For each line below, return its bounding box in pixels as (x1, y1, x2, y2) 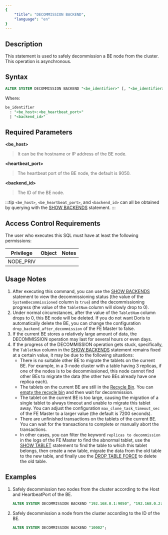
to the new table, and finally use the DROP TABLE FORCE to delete (19, 453, 157, 459)
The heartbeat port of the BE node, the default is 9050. (17, 170, 131, 176)
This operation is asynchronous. (5, 58, 71, 64)
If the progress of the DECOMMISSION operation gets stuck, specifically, (12, 341, 163, 347)
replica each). (19, 378, 48, 384)
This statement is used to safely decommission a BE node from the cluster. (5, 53, 159, 59)
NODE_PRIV (7, 258, 36, 265)
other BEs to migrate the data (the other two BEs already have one (19, 373, 156, 379)
